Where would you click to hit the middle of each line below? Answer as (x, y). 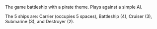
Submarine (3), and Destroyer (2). (40, 22)
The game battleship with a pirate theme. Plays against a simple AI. (74, 7)
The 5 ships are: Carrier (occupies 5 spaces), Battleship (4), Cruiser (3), (79, 16)
